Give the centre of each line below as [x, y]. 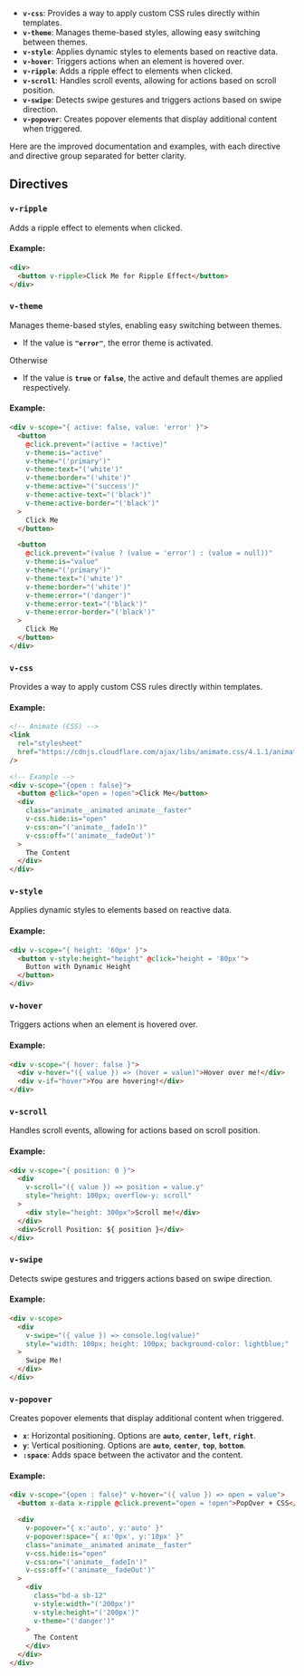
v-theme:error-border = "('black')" [90, 612]
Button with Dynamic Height [78, 967]
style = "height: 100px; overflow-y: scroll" [109, 1196]
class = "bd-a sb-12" [70, 1596]
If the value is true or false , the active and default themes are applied [152, 378]
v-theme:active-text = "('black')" [89, 495]
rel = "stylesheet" [50, 744]
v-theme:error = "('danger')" [78, 596]
